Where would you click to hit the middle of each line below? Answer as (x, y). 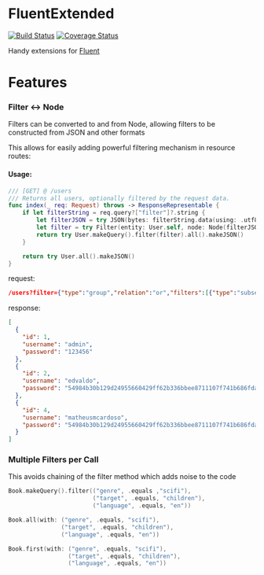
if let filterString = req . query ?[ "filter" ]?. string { (114, 213)
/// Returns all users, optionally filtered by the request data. (119, 198)
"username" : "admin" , (57, 344)
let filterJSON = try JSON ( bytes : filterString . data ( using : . (140, 220)
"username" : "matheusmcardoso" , (75, 418)
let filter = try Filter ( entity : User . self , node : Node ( (132, 227)
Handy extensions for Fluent (54, 50)
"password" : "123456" (57, 352)
